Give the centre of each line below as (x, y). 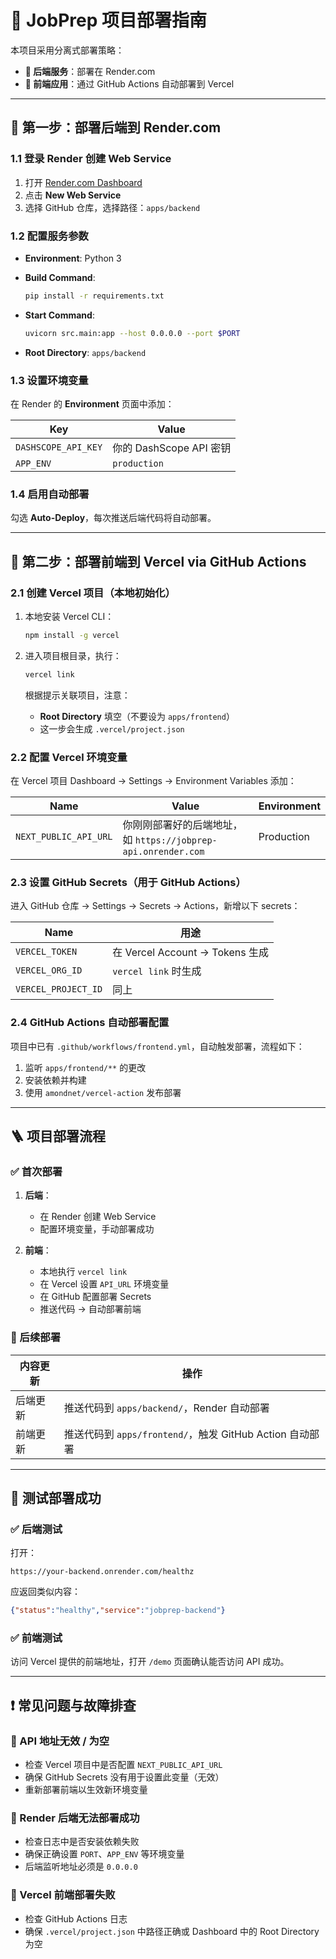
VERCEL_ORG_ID (49, 970)
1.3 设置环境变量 (49, 380)
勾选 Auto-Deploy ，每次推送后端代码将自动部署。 (113, 518)
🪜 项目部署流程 (58, 1136)
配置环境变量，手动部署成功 (97, 1229)
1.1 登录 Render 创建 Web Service (91, 159)
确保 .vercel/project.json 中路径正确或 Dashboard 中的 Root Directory (172, 1931)
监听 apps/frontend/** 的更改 (85, 1067)
